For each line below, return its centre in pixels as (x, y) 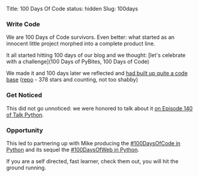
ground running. (26, 167)
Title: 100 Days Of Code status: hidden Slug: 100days (72, 9)
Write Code (23, 24)
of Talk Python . (25, 115)
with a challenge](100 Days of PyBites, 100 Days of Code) (78, 62)
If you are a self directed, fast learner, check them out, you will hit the (93, 161)
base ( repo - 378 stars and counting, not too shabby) (72, 80)
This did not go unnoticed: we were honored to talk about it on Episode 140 (99, 108)
